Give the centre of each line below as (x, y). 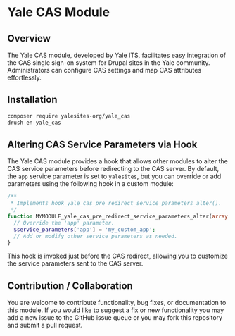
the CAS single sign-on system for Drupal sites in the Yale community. (109, 63)
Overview (29, 38)
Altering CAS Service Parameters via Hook (102, 144)
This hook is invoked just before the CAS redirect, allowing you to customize (118, 256)
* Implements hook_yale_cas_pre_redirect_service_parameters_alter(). (116, 204)
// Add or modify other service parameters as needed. (96, 236)
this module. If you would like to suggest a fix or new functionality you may (116, 310)
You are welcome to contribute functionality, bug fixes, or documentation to (117, 303)
